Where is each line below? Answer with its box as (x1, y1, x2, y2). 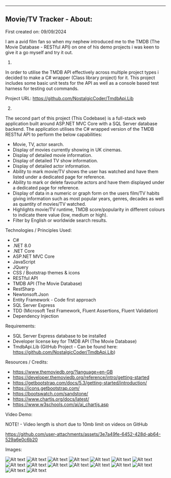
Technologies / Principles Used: (5, 227, 72, 233)
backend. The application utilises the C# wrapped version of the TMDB (5, 126, 154, 132)
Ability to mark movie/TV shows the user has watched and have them (12, 168, 159, 174)
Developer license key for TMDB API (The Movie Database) (12, 338, 137, 344)
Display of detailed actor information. (12, 163, 91, 169)
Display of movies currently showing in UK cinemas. (12, 147, 122, 153)
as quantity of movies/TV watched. (12, 201, 87, 207)
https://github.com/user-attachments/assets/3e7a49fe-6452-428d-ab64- (5, 431, 161, 437)
